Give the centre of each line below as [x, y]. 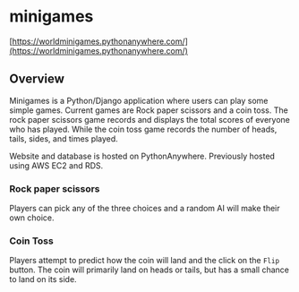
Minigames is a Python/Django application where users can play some [139, 100]
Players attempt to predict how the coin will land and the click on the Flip [145, 261]
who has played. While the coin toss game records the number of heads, [143, 129]
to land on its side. [43, 279]
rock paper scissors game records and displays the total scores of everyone [150, 119]
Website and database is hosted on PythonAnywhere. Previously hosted [142, 156]
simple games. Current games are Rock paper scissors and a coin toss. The [149, 110]
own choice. [32, 218]
